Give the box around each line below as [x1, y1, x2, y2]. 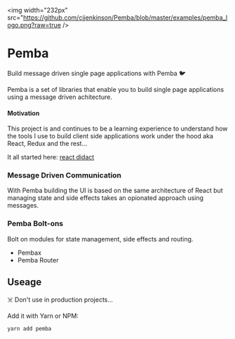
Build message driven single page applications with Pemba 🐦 [7, 69, 186, 77]
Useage [7, 277, 42, 288]
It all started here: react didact [7, 153, 95, 161]
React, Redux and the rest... [7, 140, 88, 148]
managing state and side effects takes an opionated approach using [7, 194, 204, 202]
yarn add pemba [7, 325, 52, 332]
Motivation [7, 109, 40, 117]
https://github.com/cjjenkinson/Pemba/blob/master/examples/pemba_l [23, 13, 228, 22]
